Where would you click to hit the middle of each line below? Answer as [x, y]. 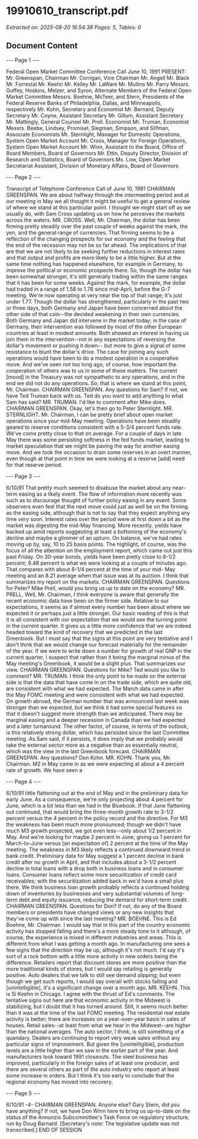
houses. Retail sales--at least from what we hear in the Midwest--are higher [98, 1025]
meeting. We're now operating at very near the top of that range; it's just [94, 295]
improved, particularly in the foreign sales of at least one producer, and [92, 1063]
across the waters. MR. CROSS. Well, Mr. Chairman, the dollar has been [93, 220]
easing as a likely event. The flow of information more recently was [100, 494]
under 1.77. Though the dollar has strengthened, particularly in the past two [98, 301]
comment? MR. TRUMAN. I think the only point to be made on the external [96, 676]
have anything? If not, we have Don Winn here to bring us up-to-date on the [98, 1111]
